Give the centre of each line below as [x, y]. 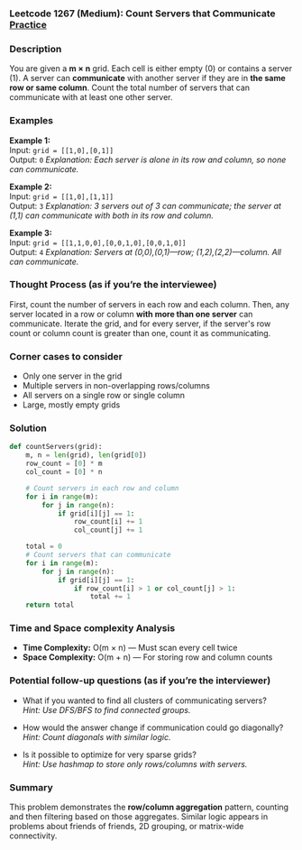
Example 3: [31, 233]
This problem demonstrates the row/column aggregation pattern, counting [149, 807]
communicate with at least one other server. [91, 97]
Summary [32, 787]
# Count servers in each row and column [102, 488]
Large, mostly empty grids [71, 405]
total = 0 [44, 547]
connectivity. [33, 836]
